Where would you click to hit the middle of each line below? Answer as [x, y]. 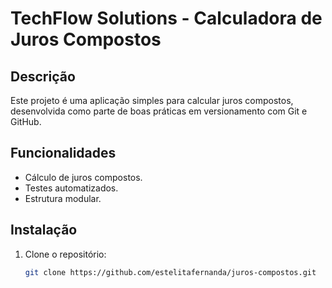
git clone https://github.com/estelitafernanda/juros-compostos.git [170, 272]
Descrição [43, 76]
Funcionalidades [63, 153]
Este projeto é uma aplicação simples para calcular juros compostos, [152, 100]
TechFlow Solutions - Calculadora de [166, 18]
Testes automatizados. [71, 188]
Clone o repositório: [65, 254]
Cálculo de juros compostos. [83, 177]
